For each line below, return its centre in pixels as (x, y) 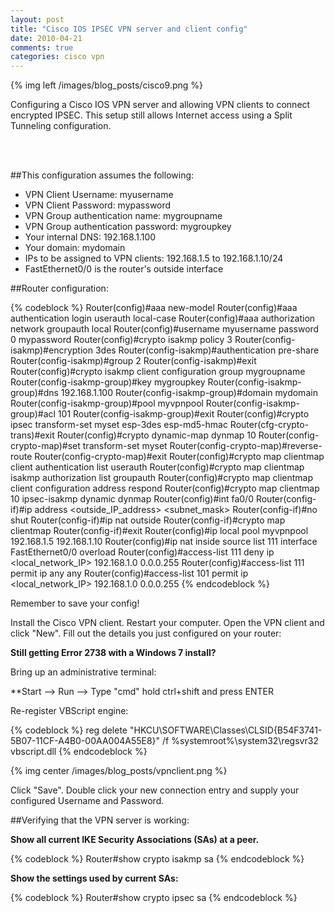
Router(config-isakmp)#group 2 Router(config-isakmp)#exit (133, 361)
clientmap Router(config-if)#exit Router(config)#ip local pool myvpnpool (159, 531)
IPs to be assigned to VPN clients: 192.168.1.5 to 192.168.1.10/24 (154, 258)
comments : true (42, 47)
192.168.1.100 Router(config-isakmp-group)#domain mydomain (189, 393)
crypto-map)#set (45, 446)
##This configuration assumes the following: (102, 175)
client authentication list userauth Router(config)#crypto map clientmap (157, 467)
